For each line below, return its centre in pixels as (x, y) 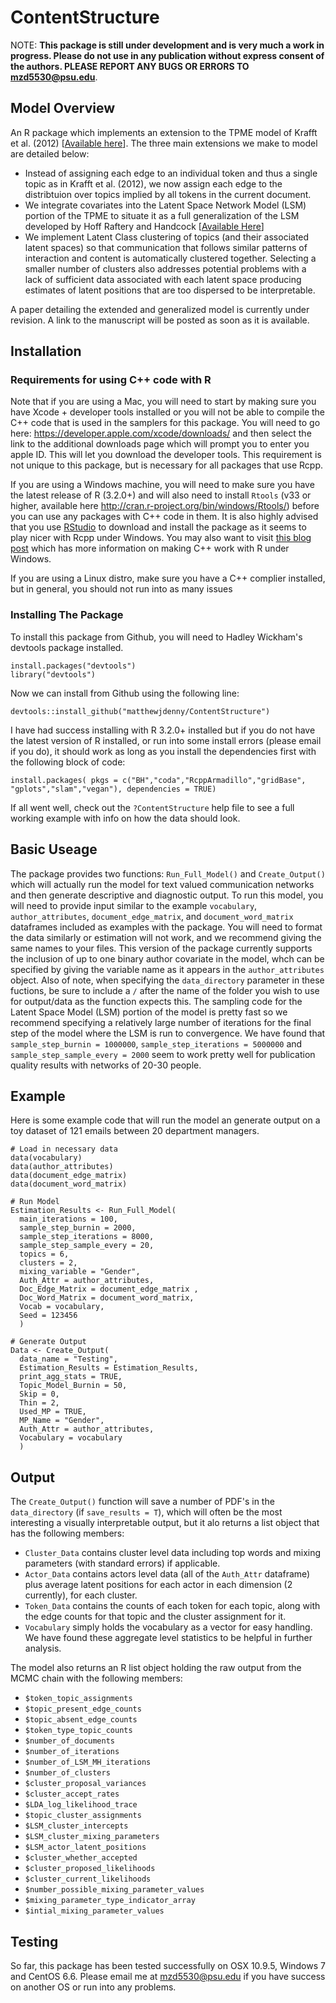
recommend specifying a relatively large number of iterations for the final (161, 1022)
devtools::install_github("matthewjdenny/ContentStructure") (140, 711)
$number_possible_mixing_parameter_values (114, 1890)
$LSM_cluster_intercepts (76, 1826)
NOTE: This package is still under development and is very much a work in (167, 45)
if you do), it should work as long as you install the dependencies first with (163, 751)
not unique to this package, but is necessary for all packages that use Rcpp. (167, 465)
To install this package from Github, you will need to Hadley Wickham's (156, 637)
